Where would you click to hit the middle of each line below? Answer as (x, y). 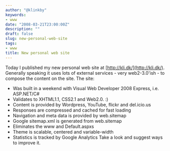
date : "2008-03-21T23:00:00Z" (38, 24)
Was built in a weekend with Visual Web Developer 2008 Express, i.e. (86, 88)
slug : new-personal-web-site (36, 39)
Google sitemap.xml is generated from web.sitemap (67, 121)
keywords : (16, 15)
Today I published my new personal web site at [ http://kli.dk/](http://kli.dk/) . (85, 68)
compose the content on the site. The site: (50, 78)
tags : (11, 44)
